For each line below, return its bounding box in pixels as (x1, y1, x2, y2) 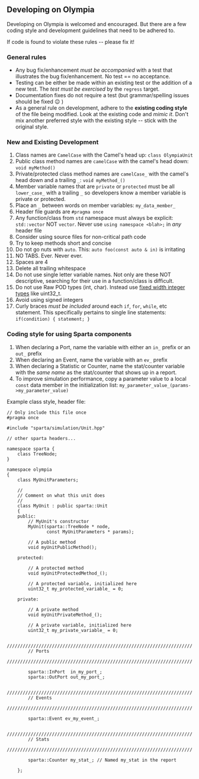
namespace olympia (7, 467, 52, 472)
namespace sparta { (7, 446, 55, 452)
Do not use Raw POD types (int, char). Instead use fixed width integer (15, 284, 185, 291)
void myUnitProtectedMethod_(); (28, 570, 108, 576)
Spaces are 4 (15, 258, 48, 266)
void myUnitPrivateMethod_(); (28, 612, 102, 618)
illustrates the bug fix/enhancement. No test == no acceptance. (15, 73, 171, 80)
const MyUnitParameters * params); (46, 529, 134, 535)
